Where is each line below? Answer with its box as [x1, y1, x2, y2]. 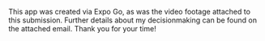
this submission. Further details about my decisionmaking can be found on [8, 15, 258, 25]
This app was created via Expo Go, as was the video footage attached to [8, 7, 251, 16]
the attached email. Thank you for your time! [8, 24, 156, 33]
